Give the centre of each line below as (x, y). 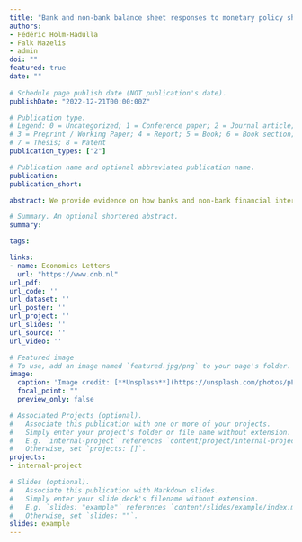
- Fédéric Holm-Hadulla (54, 34)
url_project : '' (40, 316)
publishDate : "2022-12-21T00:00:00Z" (80, 101)
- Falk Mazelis (38, 43)
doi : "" (24, 59)
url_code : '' (34, 291)
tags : (19, 241)
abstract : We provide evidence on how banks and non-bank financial (140, 200)
